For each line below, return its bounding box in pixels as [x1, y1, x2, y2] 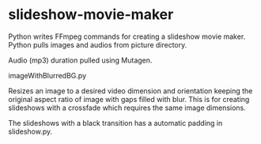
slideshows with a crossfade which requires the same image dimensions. [8, 103, 247, 112]
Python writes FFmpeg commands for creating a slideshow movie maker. [8, 32, 246, 41]
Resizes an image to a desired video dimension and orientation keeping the [8, 85, 253, 96]
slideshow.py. [8, 127, 53, 136]
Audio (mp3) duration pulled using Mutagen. [8, 55, 153, 65]
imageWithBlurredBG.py [8, 70, 87, 80]
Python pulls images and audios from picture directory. [8, 40, 187, 49]
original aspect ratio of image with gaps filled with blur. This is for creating [8, 94, 250, 104]
